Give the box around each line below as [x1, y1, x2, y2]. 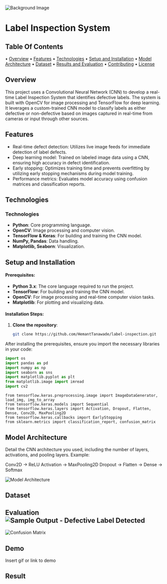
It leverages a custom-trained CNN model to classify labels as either [5, 105, 146, 111]
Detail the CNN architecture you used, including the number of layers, [5, 446, 149, 452]
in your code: [5, 346, 33, 352]
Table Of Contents [5, 42, 64, 51]
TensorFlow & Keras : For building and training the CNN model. [12, 233, 142, 239]
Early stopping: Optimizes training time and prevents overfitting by [12, 165, 149, 171]
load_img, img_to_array [5, 397, 55, 402]
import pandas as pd [5, 360, 49, 366]
